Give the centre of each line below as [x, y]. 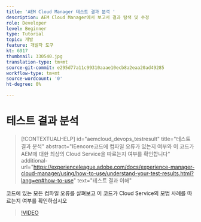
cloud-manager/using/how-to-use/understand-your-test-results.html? [107, 173]
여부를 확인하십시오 [45, 200]
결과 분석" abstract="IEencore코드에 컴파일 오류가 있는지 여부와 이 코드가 [107, 146]
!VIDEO [30, 212]
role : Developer [26, 23]
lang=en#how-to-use [47, 180]
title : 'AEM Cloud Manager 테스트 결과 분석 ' [61, 12]
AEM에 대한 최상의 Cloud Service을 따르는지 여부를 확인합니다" [95, 154]
